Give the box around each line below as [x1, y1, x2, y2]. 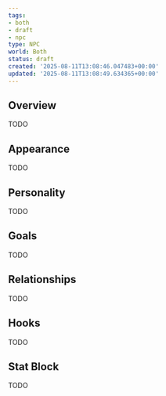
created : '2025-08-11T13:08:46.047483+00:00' [8, 63, 159, 71]
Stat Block [8, 360, 60, 373]
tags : [8, 11, 26, 20]
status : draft [8, 56, 55, 64]
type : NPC [8, 41, 41, 49]
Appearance [8, 142, 70, 155]
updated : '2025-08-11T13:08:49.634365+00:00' [8, 70, 159, 78]
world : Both [8, 48, 47, 56]
